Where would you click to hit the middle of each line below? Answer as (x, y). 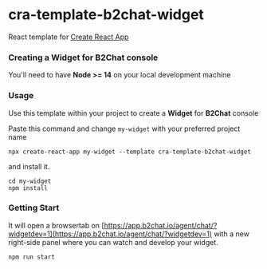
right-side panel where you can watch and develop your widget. (114, 242)
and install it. (29, 166)
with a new (232, 234)
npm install (28, 188)
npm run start (32, 257)
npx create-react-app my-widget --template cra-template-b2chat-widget (130, 152)
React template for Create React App (69, 37)
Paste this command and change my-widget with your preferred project (124, 129)
